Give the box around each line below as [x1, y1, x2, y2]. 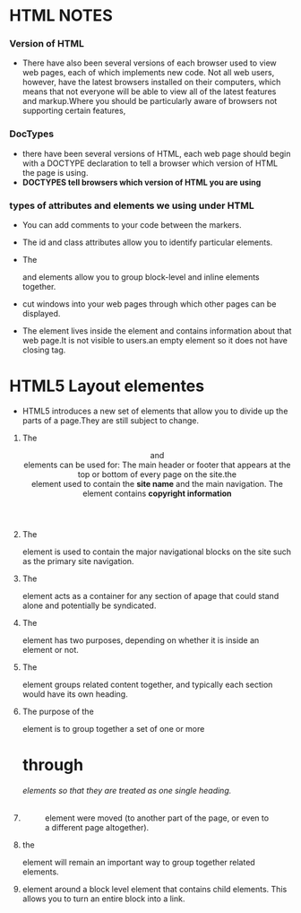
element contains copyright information [82, 488, 232, 499]
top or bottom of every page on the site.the [77, 469, 237, 480]
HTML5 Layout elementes [9, 376, 204, 396]
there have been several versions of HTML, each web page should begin [21, 148, 291, 159]
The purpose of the [21, 706, 94, 717]
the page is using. [21, 167, 89, 178]
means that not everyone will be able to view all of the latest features [21, 86, 277, 97]
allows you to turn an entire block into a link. [21, 893, 185, 904]
